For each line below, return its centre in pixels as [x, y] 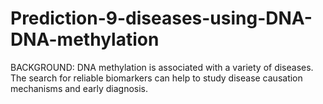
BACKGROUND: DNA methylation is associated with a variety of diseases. [162, 67]
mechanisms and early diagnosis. [79, 88]
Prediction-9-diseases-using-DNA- [161, 18]
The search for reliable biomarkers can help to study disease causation [156, 78]
